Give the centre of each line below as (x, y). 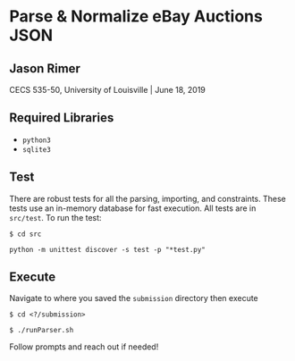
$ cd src (25, 234)
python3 (36, 140)
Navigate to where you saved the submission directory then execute (134, 298)
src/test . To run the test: (55, 217)
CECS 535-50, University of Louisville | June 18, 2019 (107, 90)
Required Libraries (62, 118)
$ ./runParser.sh (42, 331)
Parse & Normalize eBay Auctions (136, 17)
